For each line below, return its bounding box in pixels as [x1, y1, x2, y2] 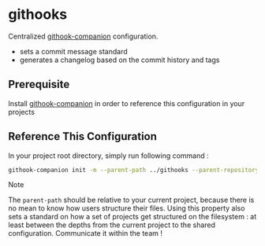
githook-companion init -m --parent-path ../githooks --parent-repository [8, 166, 259, 174]
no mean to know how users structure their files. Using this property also [8, 204, 245, 213]
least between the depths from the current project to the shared [8, 220, 215, 229]
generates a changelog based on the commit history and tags [19, 55, 220, 64]
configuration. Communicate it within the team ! [8, 229, 163, 238]
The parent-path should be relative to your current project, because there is [8, 195, 255, 205]
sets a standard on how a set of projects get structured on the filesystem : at [8, 212, 257, 222]
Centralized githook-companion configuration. [8, 31, 159, 41]
